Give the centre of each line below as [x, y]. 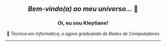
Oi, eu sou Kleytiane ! [83, 23]
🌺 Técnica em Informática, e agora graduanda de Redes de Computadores [83, 34]
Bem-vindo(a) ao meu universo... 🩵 [83, 9]
